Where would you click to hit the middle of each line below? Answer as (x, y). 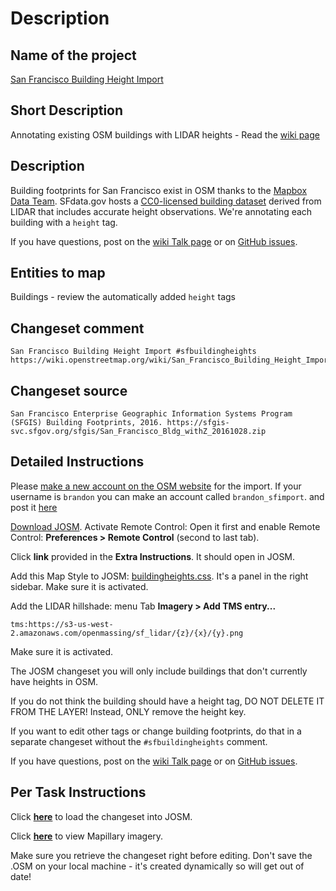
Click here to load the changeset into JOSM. (101, 816)
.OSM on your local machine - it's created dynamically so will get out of (157, 866)
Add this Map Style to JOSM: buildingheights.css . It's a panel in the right (159, 576)
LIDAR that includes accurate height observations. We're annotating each (161, 211)
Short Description (67, 110)
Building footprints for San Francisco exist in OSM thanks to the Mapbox (159, 190)
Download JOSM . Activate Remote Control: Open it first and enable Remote (165, 526)
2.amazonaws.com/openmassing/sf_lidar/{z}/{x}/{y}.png (127, 633)
